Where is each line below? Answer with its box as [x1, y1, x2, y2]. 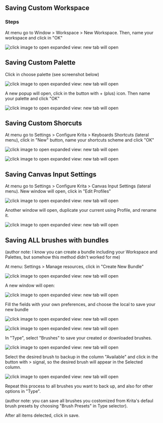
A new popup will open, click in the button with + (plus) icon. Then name [5, 90, 150, 96]
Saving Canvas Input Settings [5, 170, 97, 179]
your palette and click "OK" [5, 95, 60, 101]
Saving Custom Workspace [5, 4, 90, 12]
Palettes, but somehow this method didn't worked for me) [5, 254, 121, 260]
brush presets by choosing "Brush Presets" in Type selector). [5, 403, 128, 409]
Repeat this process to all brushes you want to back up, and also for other [5, 383, 153, 389]
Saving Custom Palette [5, 59, 76, 67]
